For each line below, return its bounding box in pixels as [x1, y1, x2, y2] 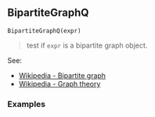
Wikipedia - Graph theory [18, 79, 101, 88]
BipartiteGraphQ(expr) [7, 27, 81, 34]
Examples [7, 98, 46, 109]
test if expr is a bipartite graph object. [26, 41, 148, 50]
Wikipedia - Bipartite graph [18, 70, 106, 80]
